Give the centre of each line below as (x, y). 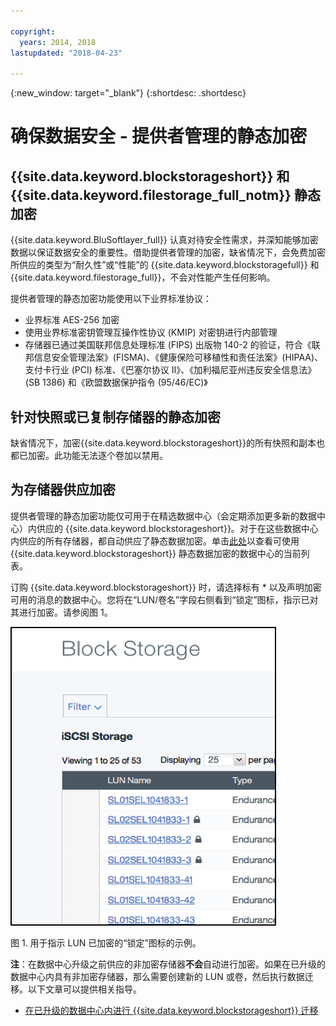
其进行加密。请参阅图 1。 (61, 612)
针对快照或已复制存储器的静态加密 (115, 416)
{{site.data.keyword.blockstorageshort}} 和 (150, 176)
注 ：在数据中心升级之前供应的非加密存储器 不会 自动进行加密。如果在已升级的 (168, 964)
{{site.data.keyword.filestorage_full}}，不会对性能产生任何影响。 (143, 277)
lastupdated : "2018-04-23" (66, 53)
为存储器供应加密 (63, 490)
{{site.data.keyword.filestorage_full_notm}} (151, 195)
